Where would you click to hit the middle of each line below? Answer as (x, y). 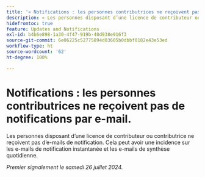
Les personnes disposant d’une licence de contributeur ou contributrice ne (100, 135)
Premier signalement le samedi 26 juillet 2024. (65, 167)
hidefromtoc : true (30, 23)
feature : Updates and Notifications (53, 29)
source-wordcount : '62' (37, 52)
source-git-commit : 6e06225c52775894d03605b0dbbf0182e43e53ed (87, 40)
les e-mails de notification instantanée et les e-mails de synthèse (88, 149)
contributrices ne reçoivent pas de (95, 106)
